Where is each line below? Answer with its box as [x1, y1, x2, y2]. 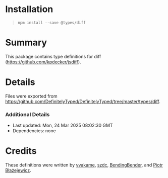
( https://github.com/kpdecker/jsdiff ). [5, 59, 82, 65]
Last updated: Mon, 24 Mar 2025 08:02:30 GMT [12, 122, 113, 129]
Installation [5, 4, 53, 15]
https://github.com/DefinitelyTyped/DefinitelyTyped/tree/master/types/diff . [5, 98, 160, 104]
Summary [5, 37, 47, 48]
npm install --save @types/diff [17, 20, 86, 25]
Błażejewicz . [5, 167, 31, 173]
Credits [5, 145, 37, 157]
